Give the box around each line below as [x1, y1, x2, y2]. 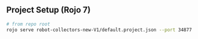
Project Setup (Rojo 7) [6, 5, 91, 15]
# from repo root [6, 21, 51, 27]
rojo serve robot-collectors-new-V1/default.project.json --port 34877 [6, 27, 192, 33]
